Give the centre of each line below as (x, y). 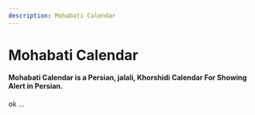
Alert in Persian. (36, 86)
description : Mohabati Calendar (62, 16)
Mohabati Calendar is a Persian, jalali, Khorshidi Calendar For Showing (128, 77)
